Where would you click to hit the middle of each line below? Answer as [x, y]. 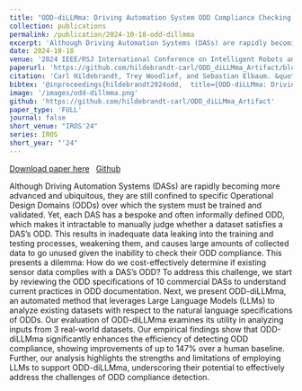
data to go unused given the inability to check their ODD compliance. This [146, 253]
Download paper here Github [65, 168]
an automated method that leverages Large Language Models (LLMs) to [142, 300]
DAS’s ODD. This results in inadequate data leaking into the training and [142, 234]
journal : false [38, 118]
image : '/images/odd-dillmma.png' [74, 93]
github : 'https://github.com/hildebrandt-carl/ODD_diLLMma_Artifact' [142, 101]
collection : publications [58, 26]
